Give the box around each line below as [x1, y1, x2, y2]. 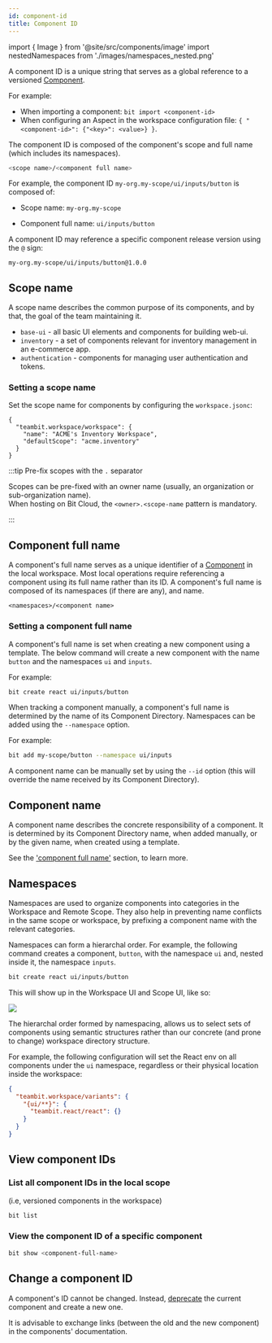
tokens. [19, 361, 45, 371]
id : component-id [8, 11, 67, 20]
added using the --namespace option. [8, 720, 130, 729]
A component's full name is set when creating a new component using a [8, 639, 250, 649]
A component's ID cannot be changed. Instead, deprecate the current [8, 1293, 242, 1303]
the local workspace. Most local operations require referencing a [8, 569, 225, 579]
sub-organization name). [8, 490, 91, 501]
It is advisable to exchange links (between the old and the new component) [8, 1318, 260, 1328]
